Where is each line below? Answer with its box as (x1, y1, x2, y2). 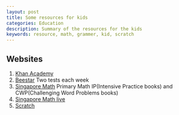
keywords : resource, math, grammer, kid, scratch (6, 31, 135, 38)
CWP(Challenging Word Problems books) (15, 89, 118, 96)
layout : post (6, 8, 39, 15)
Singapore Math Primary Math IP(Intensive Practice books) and (15, 82, 173, 90)
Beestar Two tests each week (15, 76, 89, 84)
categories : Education (6, 20, 64, 26)
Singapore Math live (15, 95, 66, 103)
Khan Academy (15, 70, 53, 77)
